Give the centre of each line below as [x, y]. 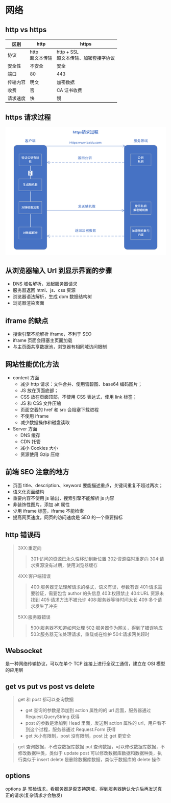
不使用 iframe [34, 416]
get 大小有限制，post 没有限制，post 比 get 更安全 [78, 736]
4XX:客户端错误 [34, 576]
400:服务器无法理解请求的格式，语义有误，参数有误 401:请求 [94, 587]
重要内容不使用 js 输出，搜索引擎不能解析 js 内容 [64, 498]
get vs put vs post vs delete [50, 686]
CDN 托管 [30, 441]
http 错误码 [23, 535]
